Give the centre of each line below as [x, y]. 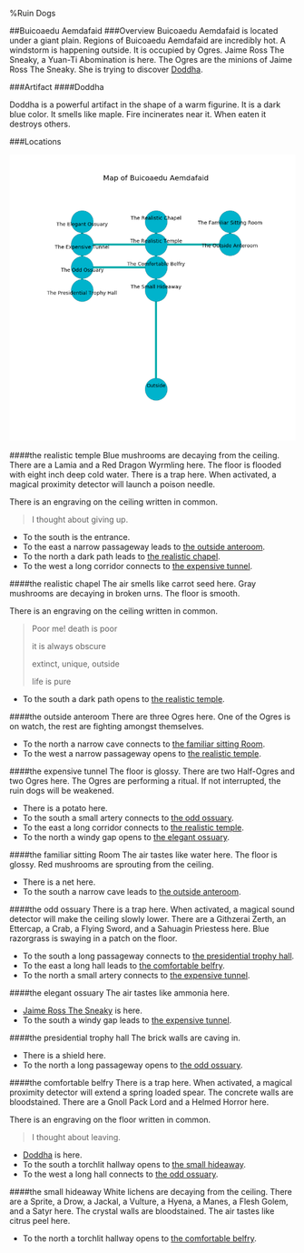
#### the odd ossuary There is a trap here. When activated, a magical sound [152, 909]
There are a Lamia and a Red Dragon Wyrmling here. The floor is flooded [145, 465]
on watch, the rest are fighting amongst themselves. [107, 726]
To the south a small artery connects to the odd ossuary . [128, 818]
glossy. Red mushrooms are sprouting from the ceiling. [112, 864]
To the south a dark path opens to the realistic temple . [123, 699]
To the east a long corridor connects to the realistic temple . [133, 827]
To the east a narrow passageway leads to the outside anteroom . [144, 546]
